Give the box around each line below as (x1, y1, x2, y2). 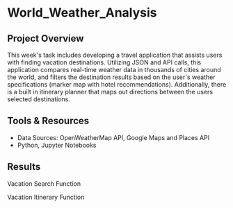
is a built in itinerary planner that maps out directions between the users (7, 88, 214, 96)
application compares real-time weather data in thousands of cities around (7, 66, 221, 73)
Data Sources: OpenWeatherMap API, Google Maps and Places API (17, 133, 210, 141)
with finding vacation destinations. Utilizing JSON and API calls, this (7, 58, 202, 67)
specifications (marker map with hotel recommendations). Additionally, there (7, 80, 227, 88)
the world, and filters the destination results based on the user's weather (7, 73, 216, 81)
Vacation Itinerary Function (7, 193, 85, 201)
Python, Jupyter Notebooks (17, 141, 97, 149)
